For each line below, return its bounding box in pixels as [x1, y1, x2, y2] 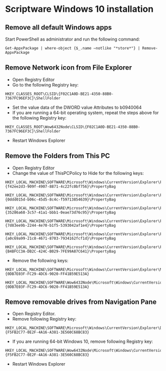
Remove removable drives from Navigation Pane [5, 298, 157, 306]
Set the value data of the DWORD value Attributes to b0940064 [12, 104, 142, 110]
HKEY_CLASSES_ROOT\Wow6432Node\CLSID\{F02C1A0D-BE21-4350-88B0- [5, 124, 140, 129]
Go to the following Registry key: [12, 82, 79, 87]
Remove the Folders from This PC [5, 152, 110, 160]
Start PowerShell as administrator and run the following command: [5, 36, 140, 42]
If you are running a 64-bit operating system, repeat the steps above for [12, 110, 159, 116]
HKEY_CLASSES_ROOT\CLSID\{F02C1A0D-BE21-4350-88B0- [5, 91, 114, 96]
